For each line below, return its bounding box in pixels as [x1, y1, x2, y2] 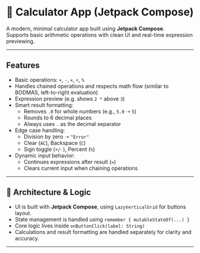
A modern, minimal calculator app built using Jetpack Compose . [6, 25, 165, 32]
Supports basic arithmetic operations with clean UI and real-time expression [6, 31, 193, 38]
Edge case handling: [14, 126, 65, 134]
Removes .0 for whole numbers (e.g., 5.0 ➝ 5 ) [23, 107, 137, 115]
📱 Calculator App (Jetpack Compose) [6, 5, 194, 19]
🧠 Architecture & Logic [6, 187, 91, 198]
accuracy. [14, 235, 40, 242]
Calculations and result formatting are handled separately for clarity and [14, 228, 192, 235]
